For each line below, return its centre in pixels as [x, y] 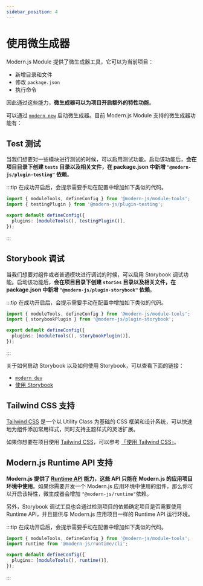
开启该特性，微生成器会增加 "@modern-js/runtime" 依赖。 [82, 493]
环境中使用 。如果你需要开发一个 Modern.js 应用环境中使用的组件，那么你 [97, 486]
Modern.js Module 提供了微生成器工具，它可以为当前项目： [80, 62]
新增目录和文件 [34, 74]
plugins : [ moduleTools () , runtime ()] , [61, 561]
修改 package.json [37, 82]
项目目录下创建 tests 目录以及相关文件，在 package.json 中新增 [86, 167]
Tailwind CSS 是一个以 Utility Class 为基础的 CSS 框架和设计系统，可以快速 [99, 422]
